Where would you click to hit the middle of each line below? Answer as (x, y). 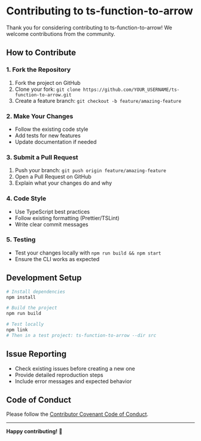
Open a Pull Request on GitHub (53, 177)
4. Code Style (26, 198)
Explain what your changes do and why (63, 183)
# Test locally (25, 324)
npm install (21, 297)
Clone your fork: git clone (48, 89)
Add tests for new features (48, 135)
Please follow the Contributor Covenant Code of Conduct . (77, 414)
